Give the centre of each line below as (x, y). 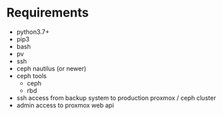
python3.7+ (33, 32)
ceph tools (31, 76)
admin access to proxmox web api (65, 105)
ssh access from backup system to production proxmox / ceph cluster (116, 97)
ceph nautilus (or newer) (51, 68)
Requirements (48, 13)
